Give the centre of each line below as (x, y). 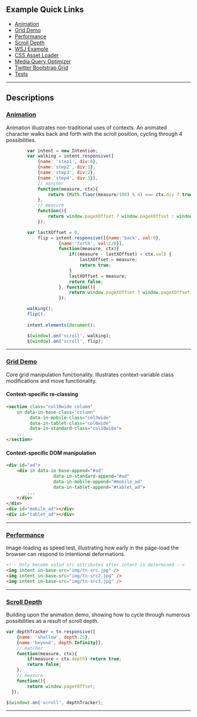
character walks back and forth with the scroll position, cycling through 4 (94, 134)
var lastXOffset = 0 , (54, 232)
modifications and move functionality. (52, 381)
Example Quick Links (45, 10)
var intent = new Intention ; (63, 151)
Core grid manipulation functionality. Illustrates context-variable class (90, 374)
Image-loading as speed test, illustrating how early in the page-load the (92, 548)
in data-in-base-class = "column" (56, 412)
